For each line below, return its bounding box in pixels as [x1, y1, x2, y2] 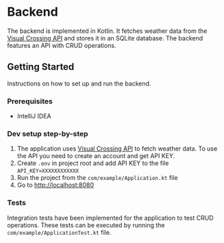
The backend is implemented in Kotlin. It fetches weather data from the [7, 27, 208, 35]
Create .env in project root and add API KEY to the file [16, 159, 169, 168]
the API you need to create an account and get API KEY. [16, 152, 175, 160]
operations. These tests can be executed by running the [7, 220, 165, 229]
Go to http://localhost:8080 [16, 181, 95, 189]
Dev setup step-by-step [7, 129, 88, 138]
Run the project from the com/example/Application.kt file [16, 174, 178, 182]
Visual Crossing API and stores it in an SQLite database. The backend [7, 34, 203, 42]
